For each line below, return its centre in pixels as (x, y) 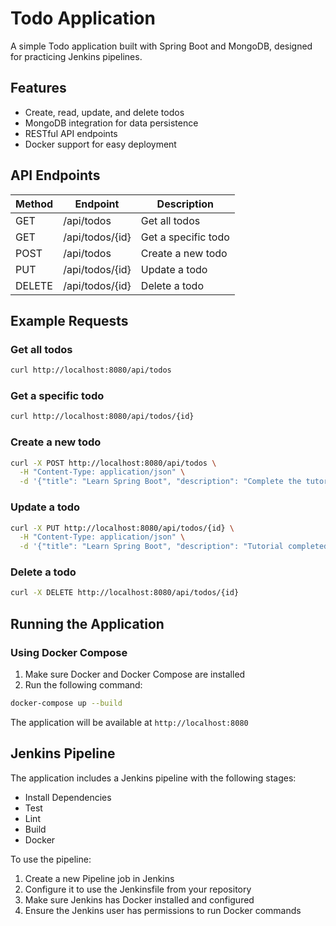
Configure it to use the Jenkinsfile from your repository (138, 889)
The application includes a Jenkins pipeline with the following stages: (153, 778)
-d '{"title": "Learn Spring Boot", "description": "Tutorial (151, 547)
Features (38, 88)
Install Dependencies (68, 797)
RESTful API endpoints (71, 133)
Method (34, 204)
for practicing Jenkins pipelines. (76, 56)
